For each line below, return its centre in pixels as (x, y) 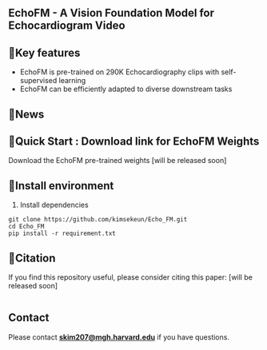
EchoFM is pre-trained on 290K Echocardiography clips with (120, 72)
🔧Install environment (61, 186)
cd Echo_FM (26, 227)
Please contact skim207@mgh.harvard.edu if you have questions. (119, 337)
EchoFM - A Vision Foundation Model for (111, 13)
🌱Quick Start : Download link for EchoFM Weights (134, 141)
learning (72, 81)
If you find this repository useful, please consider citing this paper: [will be (131, 277)
